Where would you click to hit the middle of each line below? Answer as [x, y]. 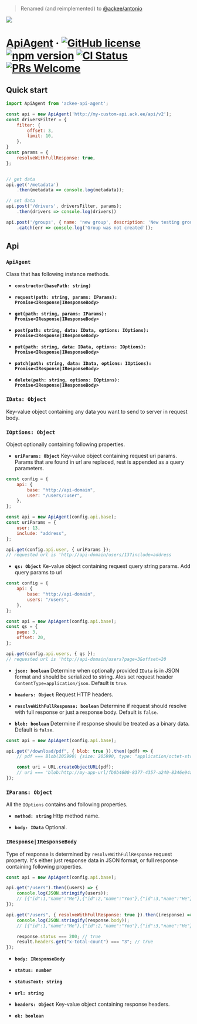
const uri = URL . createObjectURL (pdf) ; [65, 767]
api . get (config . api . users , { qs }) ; [51, 654]
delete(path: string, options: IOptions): [67, 380]
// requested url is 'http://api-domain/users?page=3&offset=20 [86, 659]
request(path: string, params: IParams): [66, 297]
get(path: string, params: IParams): [61, 314]
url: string [29, 993]
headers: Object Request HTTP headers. [64, 694]
